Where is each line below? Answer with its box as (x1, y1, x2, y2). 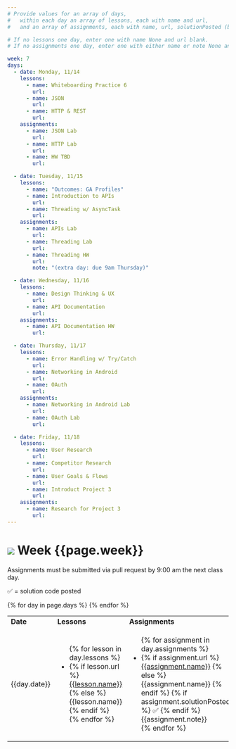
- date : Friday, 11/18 (13, 434, 80, 441)
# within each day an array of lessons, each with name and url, (7, 17, 209, 24)
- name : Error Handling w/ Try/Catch (25, 355, 137, 363)
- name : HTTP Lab (25, 140, 77, 148)
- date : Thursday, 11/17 (13, 342, 86, 349)
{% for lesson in (69, 643, 122, 653)
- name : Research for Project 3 (25, 505, 121, 512)
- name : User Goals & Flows (25, 472, 109, 479)
